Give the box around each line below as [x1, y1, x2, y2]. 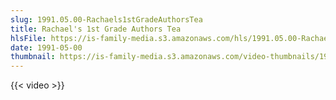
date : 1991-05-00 [10, 42, 83, 53]
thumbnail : [10, 52, 56, 62]
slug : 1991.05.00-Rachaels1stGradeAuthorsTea [10, 14, 203, 25]
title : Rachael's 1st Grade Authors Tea [10, 24, 182, 34]
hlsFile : [10, 33, 47, 43]
